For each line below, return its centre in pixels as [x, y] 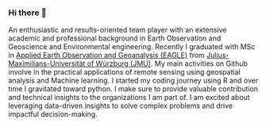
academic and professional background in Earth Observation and [115, 38]
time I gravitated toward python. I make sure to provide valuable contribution [133, 89]
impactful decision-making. [53, 114]
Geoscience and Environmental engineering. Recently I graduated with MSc [132, 47]
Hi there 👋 [28, 13]
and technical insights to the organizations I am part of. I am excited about [129, 98]
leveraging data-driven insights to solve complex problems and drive [120, 106]
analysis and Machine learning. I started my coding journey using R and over [133, 81]
